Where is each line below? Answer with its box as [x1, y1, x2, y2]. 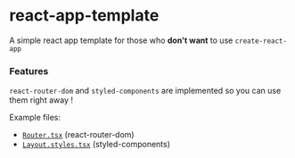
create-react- [234, 37, 288, 46]
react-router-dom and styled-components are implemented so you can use [9, 86, 282, 96]
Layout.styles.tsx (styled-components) [21, 139, 171, 150]
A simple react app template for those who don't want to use [9, 35, 234, 46]
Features [9, 64, 49, 77]
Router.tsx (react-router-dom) [21, 129, 135, 140]
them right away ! [9, 95, 74, 105]
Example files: [9, 112, 61, 123]
